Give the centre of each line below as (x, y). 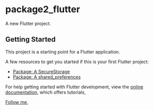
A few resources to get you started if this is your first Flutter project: (77, 62)
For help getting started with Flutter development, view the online (74, 87)
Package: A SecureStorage (41, 71)
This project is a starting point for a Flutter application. (63, 51)
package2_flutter (43, 9)
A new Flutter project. (28, 23)
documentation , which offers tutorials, (46, 92)
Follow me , (17, 102)
